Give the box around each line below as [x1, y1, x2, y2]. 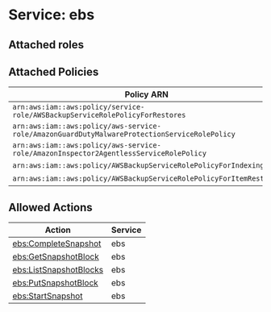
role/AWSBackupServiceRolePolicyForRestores [12, 110, 186, 120]
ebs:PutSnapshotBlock [12, 277, 98, 289]
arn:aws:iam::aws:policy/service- [12, 102, 145, 112]
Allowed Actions [8, 200, 93, 214]
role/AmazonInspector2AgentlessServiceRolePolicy [12, 149, 207, 158]
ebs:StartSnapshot [12, 290, 83, 302]
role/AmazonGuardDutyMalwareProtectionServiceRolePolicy [12, 130, 236, 139]
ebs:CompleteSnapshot [12, 238, 102, 249]
